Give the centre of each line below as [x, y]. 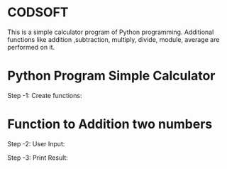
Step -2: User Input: [36, 143]
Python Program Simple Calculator [111, 76]
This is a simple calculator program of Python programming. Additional [111, 32]
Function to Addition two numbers [110, 124]
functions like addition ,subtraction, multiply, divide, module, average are [113, 39]
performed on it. [31, 47]
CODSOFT [38, 12]
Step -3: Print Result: [38, 158]
